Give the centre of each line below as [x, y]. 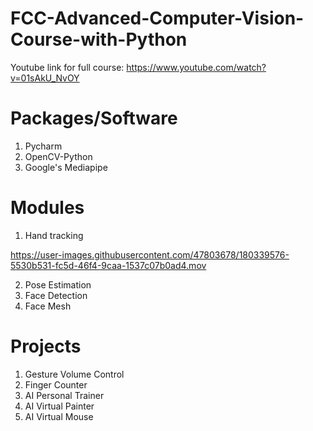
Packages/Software [94, 118]
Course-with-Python [99, 39]
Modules [47, 208]
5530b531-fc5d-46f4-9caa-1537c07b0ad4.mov [108, 265]
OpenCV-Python [58, 156]
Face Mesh [48, 306]
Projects [46, 346]
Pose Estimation [58, 284]
